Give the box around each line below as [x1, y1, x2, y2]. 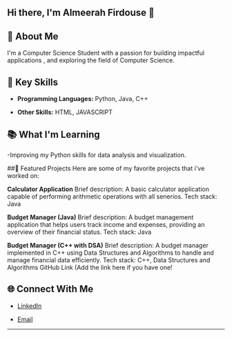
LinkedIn [17, 302, 42, 310]
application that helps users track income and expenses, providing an [7, 220, 205, 228]
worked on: [7, 171, 39, 180]
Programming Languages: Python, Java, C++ [17, 95, 148, 103]
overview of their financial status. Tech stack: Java [7, 228, 152, 236]
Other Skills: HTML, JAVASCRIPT [17, 108, 113, 116]
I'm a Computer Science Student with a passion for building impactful [7, 49, 205, 57]
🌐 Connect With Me [7, 283, 94, 295]
